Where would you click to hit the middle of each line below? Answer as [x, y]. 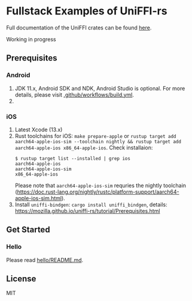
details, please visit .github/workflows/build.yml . [74, 95]
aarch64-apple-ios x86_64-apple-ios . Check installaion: [84, 148]
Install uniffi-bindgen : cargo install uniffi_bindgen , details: [91, 204]
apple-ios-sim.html [38, 198]
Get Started [28, 230]
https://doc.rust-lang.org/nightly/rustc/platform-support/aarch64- [98, 192]
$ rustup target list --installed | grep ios [72, 158]
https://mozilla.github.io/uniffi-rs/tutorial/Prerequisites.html [87, 210]
